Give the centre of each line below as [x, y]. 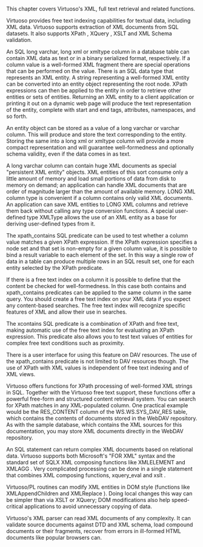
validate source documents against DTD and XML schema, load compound [100, 525]
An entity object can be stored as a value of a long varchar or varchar [93, 128]
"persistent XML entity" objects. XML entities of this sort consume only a [97, 172]
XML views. [21, 374]
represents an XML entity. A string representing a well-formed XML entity [98, 77]
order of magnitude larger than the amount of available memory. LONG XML [101, 191]
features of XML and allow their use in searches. [67, 312]
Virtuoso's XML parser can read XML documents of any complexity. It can [98, 518]
